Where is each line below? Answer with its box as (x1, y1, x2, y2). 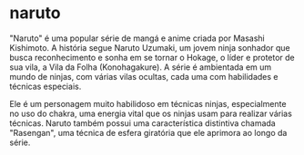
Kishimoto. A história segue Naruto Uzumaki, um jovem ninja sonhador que (9, 42, 290, 53)
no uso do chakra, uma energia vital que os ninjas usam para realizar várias (9, 108, 293, 119)
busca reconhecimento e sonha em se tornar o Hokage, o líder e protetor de (9, 52, 296, 63)
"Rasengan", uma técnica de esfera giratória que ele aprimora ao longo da (9, 127, 288, 138)
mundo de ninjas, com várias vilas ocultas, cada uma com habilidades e (9, 71, 279, 82)
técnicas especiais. (9, 81, 82, 92)
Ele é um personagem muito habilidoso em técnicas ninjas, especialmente (9, 98, 287, 109)
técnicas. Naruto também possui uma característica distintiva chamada (9, 117, 276, 129)
